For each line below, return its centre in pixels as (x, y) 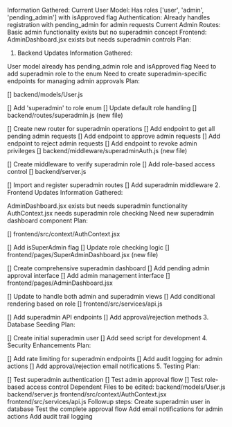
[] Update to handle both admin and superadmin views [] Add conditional (111, 296)
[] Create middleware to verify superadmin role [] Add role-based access (111, 164)
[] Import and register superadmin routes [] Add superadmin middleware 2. (114, 185)
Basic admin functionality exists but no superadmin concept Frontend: (107, 32)
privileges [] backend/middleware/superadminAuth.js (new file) (97, 151)
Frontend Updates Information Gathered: (65, 192)
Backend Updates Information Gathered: (75, 53)
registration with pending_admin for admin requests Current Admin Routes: (114, 25)
